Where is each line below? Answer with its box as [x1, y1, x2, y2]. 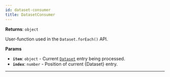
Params [5, 46, 22, 52]
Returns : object [5, 26, 39, 32]
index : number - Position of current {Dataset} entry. [12, 61, 118, 67]
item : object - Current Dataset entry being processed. [12, 55, 125, 61]
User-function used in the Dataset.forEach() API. [5, 36, 108, 42]
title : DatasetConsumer [5, 12, 56, 17]
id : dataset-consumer [5, 7, 51, 13]
